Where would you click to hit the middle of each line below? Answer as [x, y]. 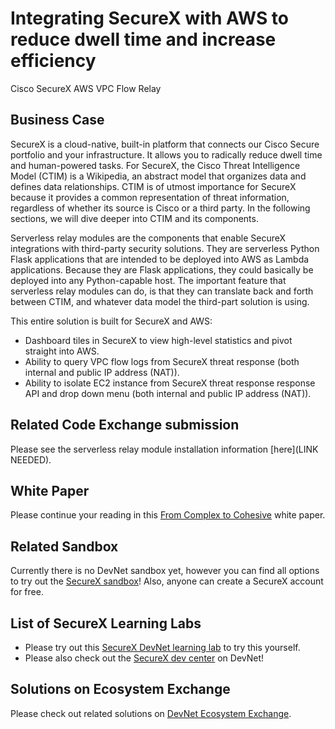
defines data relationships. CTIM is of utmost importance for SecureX [153, 186]
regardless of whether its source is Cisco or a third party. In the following [160, 208]
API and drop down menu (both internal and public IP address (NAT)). [168, 393]
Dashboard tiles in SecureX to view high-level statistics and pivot [158, 340]
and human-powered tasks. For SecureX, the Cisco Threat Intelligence [155, 165]
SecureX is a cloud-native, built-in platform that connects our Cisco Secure [165, 144]
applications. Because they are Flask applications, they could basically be [162, 269]
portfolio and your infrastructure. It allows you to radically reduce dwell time [166, 154]
